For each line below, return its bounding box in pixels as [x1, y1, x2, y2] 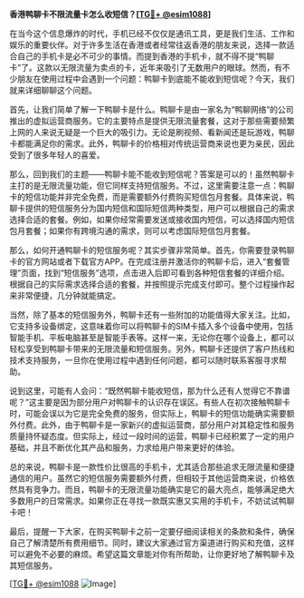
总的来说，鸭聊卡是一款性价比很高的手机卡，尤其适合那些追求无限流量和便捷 [9, 462, 295, 472]
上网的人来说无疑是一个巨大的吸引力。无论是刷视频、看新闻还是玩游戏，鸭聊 [9, 127, 295, 137]
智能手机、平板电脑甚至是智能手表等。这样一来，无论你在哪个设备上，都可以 [9, 332, 295, 343]
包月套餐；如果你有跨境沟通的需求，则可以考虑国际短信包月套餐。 [9, 226, 255, 236]
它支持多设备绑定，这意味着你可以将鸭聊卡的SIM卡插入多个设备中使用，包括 [9, 321, 294, 331]
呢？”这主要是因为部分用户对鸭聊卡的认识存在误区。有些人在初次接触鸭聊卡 [9, 397, 291, 407]
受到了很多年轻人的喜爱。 [9, 150, 105, 160]
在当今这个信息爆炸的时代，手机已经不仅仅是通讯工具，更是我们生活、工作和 [9, 28, 295, 39]
